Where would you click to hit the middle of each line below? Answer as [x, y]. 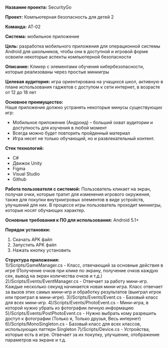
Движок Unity [27, 163]
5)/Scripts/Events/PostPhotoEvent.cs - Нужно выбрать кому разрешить [81, 313]
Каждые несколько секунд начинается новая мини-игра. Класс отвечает [84, 286]
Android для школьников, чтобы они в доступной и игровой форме [77, 51]
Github [19, 179]
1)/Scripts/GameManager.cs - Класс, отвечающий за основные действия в [84, 265]
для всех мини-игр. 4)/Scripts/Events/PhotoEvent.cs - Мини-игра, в [77, 303]
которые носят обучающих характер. [45, 210]
